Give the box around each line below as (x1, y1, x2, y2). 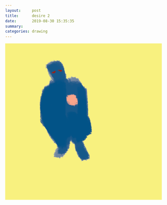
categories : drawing (5, 29, 48, 34)
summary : (5, 24, 23, 29)
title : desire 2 (5, 13, 50, 18)
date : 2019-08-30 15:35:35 (5, 18, 75, 23)
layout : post (5, 8, 41, 13)
